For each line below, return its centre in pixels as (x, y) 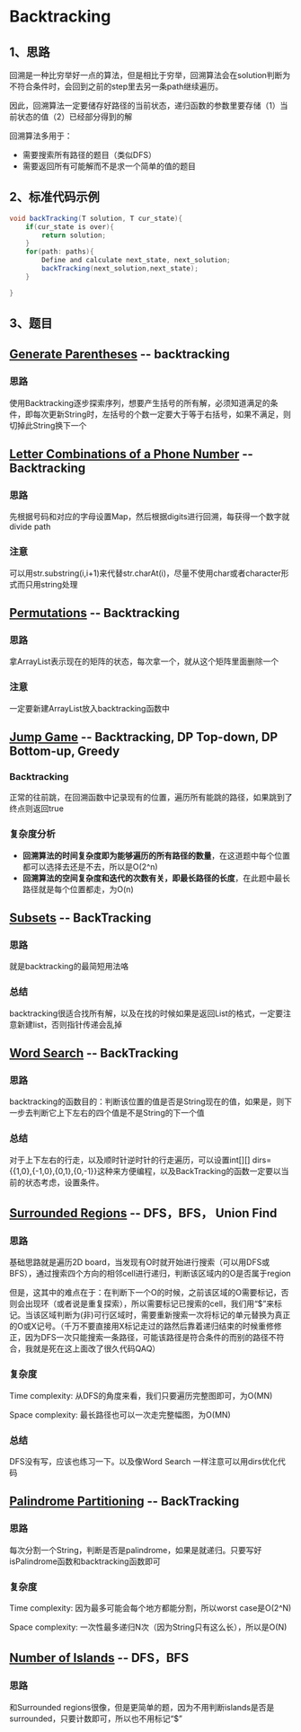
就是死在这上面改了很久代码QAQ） (97, 1348)
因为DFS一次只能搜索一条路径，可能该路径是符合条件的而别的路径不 (150, 1338)
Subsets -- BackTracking (80, 918)
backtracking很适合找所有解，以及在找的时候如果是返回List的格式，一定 (142, 1013)
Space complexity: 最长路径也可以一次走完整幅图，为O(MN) (120, 1414)
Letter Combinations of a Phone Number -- (131, 454)
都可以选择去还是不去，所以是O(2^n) (90, 866)
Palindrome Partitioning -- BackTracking (124, 1502)
